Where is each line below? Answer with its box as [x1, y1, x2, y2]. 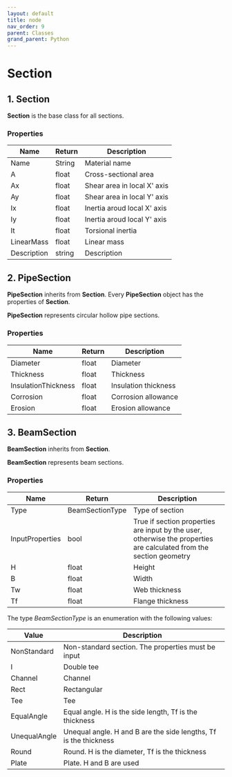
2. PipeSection [7, 271, 71, 284]
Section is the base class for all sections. [7, 111, 124, 120]
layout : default [7, 10, 54, 17]
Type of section [133, 505, 184, 515]
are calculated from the [133, 542, 209, 552]
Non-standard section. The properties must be [63, 642, 215, 652]
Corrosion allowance [111, 392, 178, 402]
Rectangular [63, 684, 103, 694]
